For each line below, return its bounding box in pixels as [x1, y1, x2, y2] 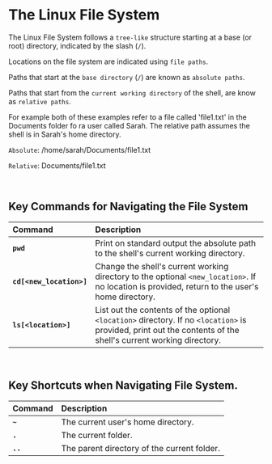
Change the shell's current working [95, 260, 229, 272]
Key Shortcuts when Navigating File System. [8, 378, 239, 393]
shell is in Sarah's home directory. [8, 129, 121, 139]
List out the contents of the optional [95, 304, 231, 315]
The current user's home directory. [61, 416, 194, 428]
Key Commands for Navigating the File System [8, 200, 249, 213]
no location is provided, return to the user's [95, 281, 259, 292]
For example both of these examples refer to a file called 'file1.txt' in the [8, 112, 247, 122]
